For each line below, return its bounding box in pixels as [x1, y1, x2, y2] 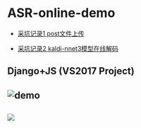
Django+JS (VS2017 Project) [7, 65, 135, 77]
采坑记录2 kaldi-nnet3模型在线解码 [17, 44, 118, 52]
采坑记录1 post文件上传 [17, 29, 85, 37]
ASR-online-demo [7, 5, 116, 21]
